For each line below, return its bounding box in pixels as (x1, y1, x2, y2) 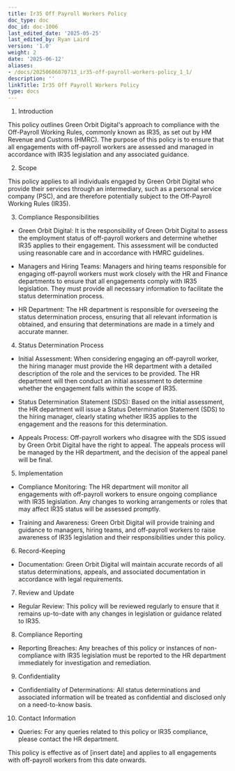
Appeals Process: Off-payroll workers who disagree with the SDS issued (17, 434, 226, 442)
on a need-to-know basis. (17, 701, 93, 709)
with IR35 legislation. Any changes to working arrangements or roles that (17, 498, 227, 506)
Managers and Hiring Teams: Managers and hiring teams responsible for (17, 262, 227, 270)
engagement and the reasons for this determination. (17, 420, 168, 429)
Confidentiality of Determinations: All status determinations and (17, 686, 201, 694)
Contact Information (17, 714, 76, 722)
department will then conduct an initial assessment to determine (17, 377, 203, 385)
